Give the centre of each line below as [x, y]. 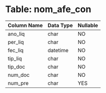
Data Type [60, 25]
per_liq [16, 42]
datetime [58, 50]
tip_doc [16, 67]
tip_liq [15, 58]
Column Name [25, 25]
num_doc [19, 75]
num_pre [18, 83]
